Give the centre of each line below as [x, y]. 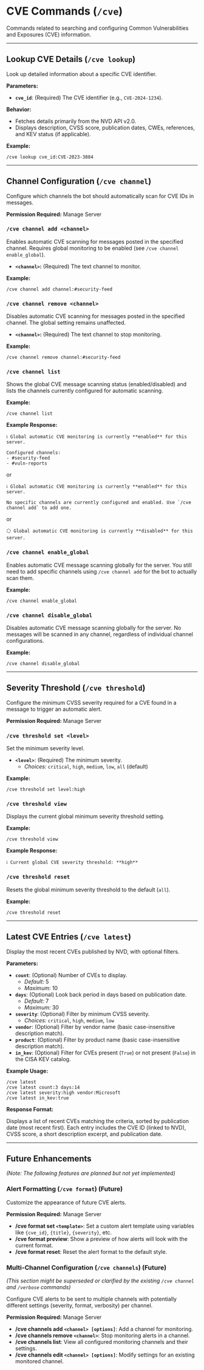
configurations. [25, 641]
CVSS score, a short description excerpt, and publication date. [84, 1134]
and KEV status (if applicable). [53, 134]
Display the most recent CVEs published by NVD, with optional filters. [93, 951]
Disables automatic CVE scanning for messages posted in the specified [96, 316]
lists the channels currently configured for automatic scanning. [85, 391]
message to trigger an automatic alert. [54, 709]
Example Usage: [27, 1071]
